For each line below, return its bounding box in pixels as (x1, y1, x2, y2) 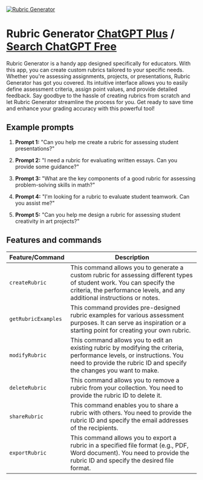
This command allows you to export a (70, 433, 177, 442)
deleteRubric (9, 384, 47, 391)
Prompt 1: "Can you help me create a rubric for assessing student (14, 138, 179, 145)
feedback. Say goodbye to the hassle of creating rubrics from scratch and (6, 91, 190, 99)
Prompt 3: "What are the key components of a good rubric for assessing (14, 174, 196, 182)
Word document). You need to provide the (70, 449, 190, 457)
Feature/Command (9, 253, 65, 261)
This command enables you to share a (70, 401, 179, 409)
